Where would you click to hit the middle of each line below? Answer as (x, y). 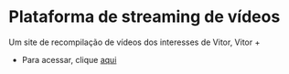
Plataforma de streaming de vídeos (144, 17)
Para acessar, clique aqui (69, 59)
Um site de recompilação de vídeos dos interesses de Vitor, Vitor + (134, 42)
